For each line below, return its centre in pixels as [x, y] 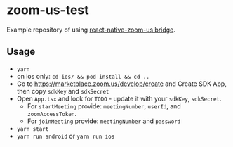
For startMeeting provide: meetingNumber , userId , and [104, 106]
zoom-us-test [48, 10]
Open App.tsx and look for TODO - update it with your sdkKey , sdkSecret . [119, 98]
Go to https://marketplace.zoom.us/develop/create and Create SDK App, [122, 84]
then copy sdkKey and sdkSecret [63, 91]
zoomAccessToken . [52, 113]
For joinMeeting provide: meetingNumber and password [104, 121]
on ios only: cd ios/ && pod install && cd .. [83, 76]
